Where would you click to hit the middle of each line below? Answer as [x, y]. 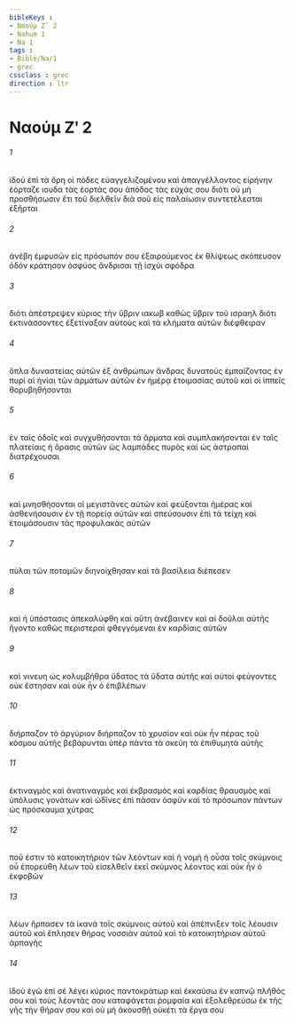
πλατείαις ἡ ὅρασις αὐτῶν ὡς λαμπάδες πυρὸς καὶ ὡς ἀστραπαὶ [129, 447]
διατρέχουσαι [35, 456]
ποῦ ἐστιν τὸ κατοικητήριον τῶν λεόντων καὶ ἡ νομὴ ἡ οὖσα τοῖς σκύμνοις [146, 857]
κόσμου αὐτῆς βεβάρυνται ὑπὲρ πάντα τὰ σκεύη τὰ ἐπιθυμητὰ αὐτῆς [136, 742]
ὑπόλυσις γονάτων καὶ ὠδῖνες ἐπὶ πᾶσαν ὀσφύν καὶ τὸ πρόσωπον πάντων [146, 800]
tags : [21, 51]
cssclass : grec [39, 75]
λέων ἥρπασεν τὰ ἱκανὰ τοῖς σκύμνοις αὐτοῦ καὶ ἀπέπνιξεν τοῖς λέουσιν [144, 924]
